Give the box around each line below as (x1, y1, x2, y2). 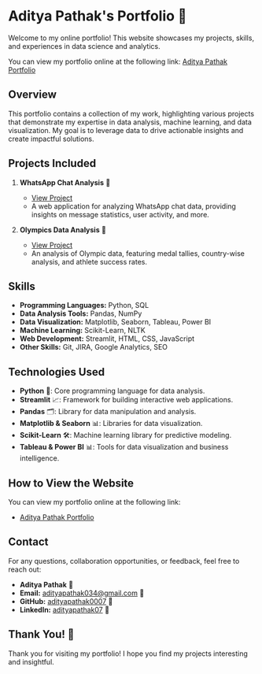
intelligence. (19, 454, 60, 463)
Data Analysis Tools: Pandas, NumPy (19, 309, 142, 318)
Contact (8, 535, 49, 549)
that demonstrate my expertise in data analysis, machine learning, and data (8, 117, 252, 127)
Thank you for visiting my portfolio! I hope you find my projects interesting (8, 649, 248, 658)
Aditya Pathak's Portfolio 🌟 (8, 7, 187, 25)
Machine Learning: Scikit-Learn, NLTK (19, 326, 146, 335)
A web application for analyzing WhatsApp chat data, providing (31, 201, 236, 211)
